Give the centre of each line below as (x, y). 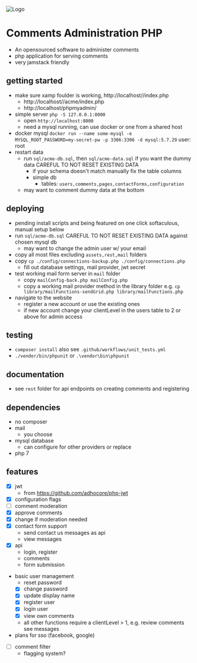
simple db (45, 177)
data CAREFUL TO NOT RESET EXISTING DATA (81, 165)
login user (36, 609)
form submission (44, 565)
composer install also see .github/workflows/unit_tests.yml (90, 349)
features (22, 472)
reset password (43, 583)
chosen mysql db (36, 242)
